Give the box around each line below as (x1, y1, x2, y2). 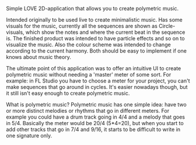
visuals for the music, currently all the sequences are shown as (6, 23, 157, 29)
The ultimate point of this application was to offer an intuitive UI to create (6, 65, 181, 72)
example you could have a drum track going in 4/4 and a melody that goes (6, 113, 185, 120)
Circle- (158, 23, 176, 29)
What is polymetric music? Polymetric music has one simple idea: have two (6, 101, 187, 108)
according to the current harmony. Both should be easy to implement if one (6, 47, 187, 54)
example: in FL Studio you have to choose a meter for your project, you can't (6, 77, 190, 84)
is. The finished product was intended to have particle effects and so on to (6, 35, 185, 42)
